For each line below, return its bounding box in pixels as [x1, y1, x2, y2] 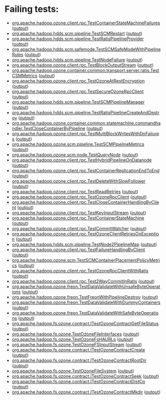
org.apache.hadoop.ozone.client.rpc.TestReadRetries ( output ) [11, 189, 139, 195]
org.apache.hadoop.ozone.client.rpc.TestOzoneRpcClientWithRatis [11, 267, 149, 273]
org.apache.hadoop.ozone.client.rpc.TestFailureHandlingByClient [11, 247, 145, 253]
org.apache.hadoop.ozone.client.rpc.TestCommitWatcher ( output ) [11, 225, 147, 231]
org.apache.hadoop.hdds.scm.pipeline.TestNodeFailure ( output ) [11, 57, 143, 63]
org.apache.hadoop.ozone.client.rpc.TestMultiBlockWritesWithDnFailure [11, 131, 160, 136]
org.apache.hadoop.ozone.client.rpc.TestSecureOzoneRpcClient [11, 88, 144, 94]
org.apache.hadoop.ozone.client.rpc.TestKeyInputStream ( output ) [11, 209, 147, 215]
